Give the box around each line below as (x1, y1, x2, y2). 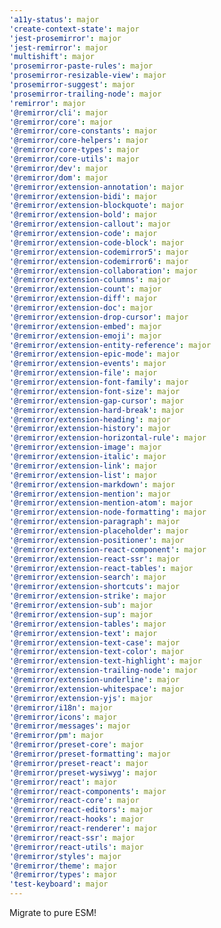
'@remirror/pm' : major (9, 731, 104, 741)
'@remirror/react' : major (9, 777, 117, 787)
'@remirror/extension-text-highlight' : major (9, 656, 202, 666)
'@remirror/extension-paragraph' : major (9, 517, 181, 527)
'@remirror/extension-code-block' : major (9, 237, 185, 248)
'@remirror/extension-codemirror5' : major (9, 247, 189, 257)
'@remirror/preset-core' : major (9, 740, 144, 750)
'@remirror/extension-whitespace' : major (9, 684, 185, 694)
